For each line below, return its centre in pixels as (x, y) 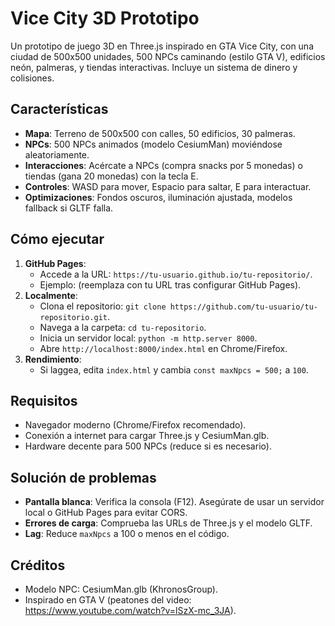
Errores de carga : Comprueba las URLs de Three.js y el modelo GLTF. (168, 523)
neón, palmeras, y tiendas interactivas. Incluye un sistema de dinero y (154, 67)
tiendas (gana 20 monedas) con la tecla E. (111, 176)
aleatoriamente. (57, 154)
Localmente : (51, 295)
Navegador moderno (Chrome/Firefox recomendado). (135, 425)
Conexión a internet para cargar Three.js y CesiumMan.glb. (147, 436)
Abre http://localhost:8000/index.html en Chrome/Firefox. (163, 348)
